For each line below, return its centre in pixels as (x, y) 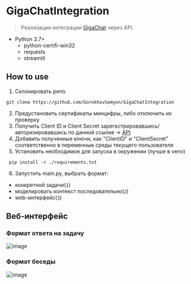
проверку (27, 119)
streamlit (35, 58)
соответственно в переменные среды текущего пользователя (94, 145)
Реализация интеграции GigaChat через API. (77, 27)
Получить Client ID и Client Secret (57, 126)
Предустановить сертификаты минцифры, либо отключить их (93, 113)
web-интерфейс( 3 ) (38, 197)
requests (35, 51)
